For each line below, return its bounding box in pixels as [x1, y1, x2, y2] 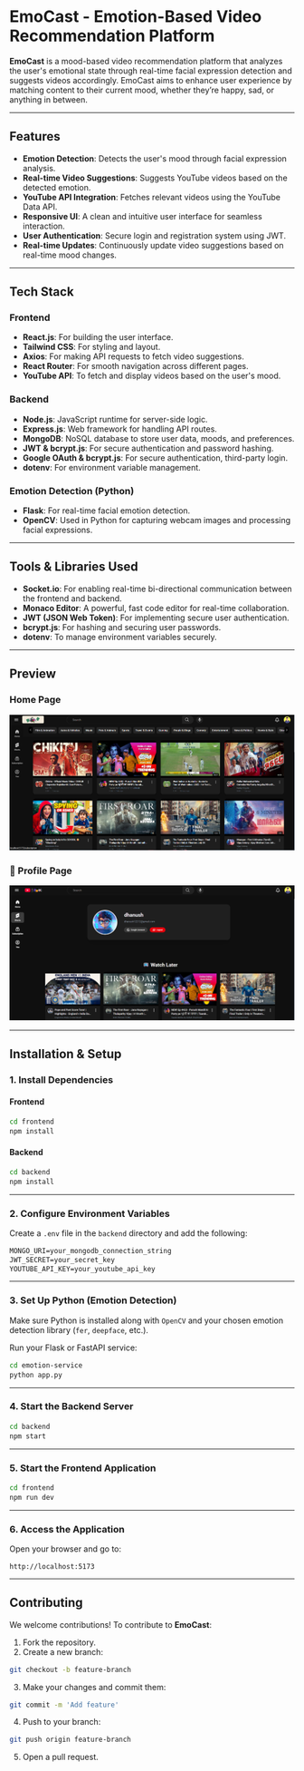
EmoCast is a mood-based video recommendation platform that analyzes [9, 55, 283, 66]
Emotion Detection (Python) [9, 484, 135, 497]
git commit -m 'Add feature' [9, 1700, 119, 1709]
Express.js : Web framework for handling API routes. [22, 423, 217, 434]
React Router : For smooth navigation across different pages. [22, 361, 249, 372]
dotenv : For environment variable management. [22, 462, 201, 472]
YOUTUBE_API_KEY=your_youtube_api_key [9, 1265, 156, 1274]
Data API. [22, 201, 58, 212]
